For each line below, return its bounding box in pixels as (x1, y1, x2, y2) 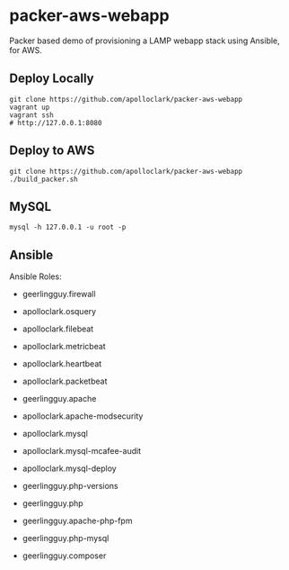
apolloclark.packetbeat (22, 375, 108, 387)
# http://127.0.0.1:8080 (9, 118, 102, 127)
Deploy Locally (9, 71, 94, 86)
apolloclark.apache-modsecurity (22, 411, 144, 421)
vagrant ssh (9, 110, 54, 120)
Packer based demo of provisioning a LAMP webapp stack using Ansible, (9, 35, 280, 46)
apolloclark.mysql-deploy (22, 463, 117, 474)
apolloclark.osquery (22, 306, 97, 317)
